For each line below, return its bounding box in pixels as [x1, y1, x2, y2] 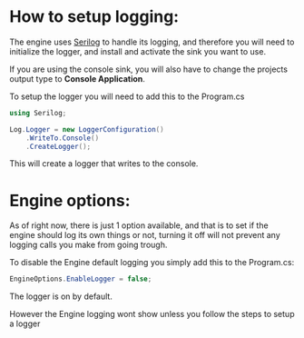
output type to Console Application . [9, 73, 145, 84]
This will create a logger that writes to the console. [9, 158, 199, 169]
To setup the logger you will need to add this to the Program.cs [9, 91, 245, 102]
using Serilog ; [9, 108, 67, 117]
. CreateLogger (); [25, 142, 92, 151]
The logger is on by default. [9, 291, 113, 302]
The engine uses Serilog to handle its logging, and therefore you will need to [9, 36, 295, 47]
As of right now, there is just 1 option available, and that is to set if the [9, 220, 270, 231]
